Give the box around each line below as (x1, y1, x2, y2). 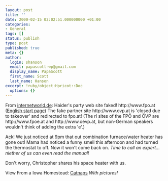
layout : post (5, 7, 33, 13)
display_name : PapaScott (10, 69, 62, 74)
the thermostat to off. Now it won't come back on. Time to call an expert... (5, 144, 160, 150)
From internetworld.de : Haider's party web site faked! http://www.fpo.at (5, 102, 156, 108)
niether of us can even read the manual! (5, 150, 90, 156)
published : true (5, 45, 40, 50)
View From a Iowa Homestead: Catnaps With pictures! (5, 169, 118, 176)
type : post (5, 41, 28, 46)
